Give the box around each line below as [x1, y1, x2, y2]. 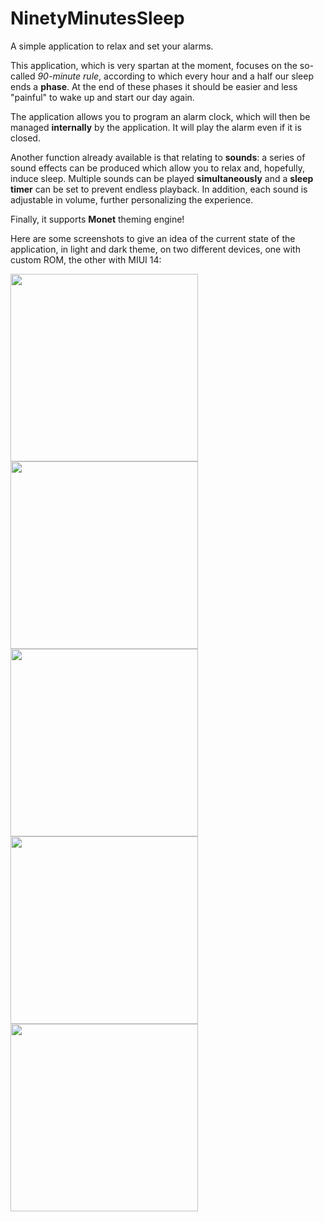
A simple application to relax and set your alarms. [10, 40, 214, 52]
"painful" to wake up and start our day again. [10, 91, 195, 103]
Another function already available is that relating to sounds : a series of [10, 151, 306, 163]
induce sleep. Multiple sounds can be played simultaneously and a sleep [10, 172, 314, 184]
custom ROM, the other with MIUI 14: [10, 253, 162, 266]
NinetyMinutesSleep [10, 7, 185, 30]
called [10, 70, 36, 82]
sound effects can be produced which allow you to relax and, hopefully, [10, 162, 305, 174]
